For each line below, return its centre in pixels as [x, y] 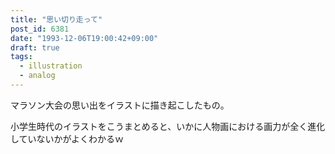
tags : [21, 57]
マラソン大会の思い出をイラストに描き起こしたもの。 [120, 105]
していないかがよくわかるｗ [67, 138]
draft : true [35, 47]
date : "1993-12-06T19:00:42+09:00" [84, 38]
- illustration [51, 66]
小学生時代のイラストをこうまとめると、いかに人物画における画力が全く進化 [168, 126]
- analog [37, 76]
